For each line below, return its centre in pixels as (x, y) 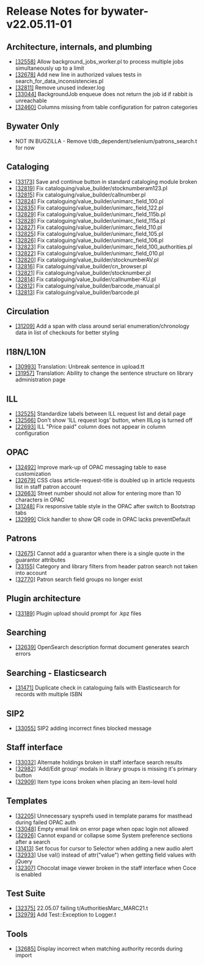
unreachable (31, 100)
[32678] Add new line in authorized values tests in (78, 74)
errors (23, 654)
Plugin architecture (44, 599)
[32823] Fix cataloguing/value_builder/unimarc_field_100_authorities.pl (104, 247)
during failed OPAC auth (46, 822)
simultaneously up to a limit (49, 68)
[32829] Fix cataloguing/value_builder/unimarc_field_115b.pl (90, 214)
